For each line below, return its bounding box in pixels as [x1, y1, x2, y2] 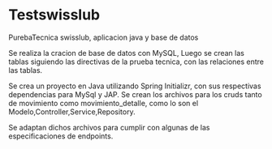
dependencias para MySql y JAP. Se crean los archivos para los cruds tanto [8, 89, 262, 99]
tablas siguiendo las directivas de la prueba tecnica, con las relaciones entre [8, 57, 265, 66]
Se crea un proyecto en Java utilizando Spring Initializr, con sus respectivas [8, 81, 261, 91]
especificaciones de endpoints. [8, 131, 114, 141]
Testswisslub [8, 6, 101, 24]
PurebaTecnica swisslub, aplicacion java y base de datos [8, 32, 199, 42]
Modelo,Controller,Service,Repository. [8, 107, 136, 117]
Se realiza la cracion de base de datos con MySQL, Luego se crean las [8, 48, 245, 57]
